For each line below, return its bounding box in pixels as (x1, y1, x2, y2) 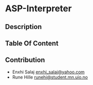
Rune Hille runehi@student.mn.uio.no (12, 74, 88, 80)
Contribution (5, 56, 45, 64)
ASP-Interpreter (5, 3, 72, 14)
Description (5, 23, 42, 31)
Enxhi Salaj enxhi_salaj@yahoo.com (12, 69, 85, 75)
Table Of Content (5, 39, 59, 47)
